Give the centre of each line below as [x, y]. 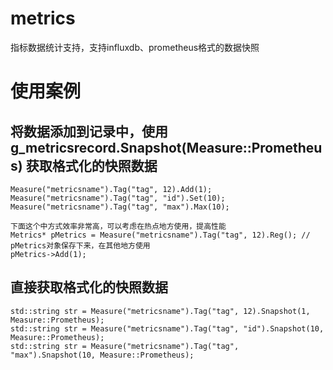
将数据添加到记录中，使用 [89, 131]
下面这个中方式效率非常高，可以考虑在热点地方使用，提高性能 [118, 226]
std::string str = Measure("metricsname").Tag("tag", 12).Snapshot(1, [160, 311]
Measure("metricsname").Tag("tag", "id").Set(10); [118, 198]
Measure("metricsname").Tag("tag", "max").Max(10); [120, 207]
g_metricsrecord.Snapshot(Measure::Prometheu [166, 147]
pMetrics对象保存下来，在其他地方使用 [80, 245]
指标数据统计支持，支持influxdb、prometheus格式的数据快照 [135, 47]
